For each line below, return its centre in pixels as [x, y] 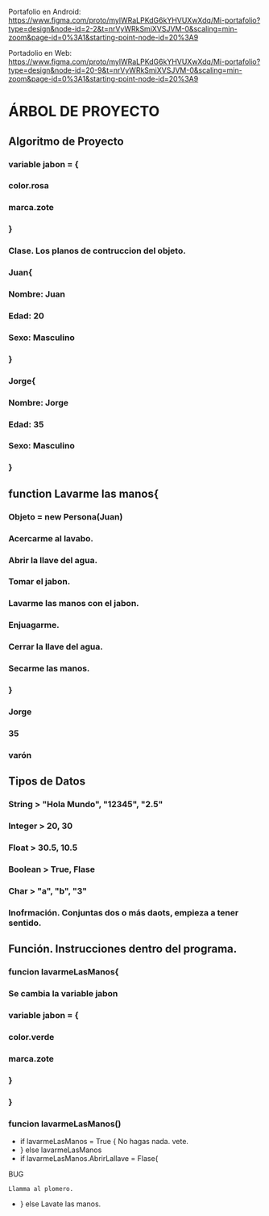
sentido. [25, 923]
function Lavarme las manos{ [84, 493]
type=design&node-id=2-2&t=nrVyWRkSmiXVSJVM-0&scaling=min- [123, 29]
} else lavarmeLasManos [61, 1150]
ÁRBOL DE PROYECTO [84, 112]
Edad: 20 [26, 316]
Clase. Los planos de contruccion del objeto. [97, 251]
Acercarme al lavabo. [51, 538]
